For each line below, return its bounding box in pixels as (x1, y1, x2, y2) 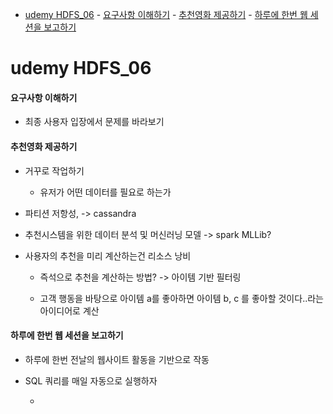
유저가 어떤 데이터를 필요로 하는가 (39, 186, 172, 198)
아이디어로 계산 (39, 304, 100, 317)
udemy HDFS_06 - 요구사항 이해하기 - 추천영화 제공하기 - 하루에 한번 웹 (24, 9, 308, 20)
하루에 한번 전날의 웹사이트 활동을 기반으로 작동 (24, 353, 210, 365)
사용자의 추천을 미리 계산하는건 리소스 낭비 (24, 249, 192, 262)
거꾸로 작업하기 (24, 164, 85, 177)
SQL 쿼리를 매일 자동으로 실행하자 (24, 374, 158, 387)
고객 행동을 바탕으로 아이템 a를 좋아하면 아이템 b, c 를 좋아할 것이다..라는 (39, 292, 324, 304)
